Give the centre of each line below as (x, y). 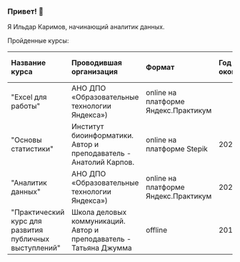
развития (27, 230)
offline (157, 230)
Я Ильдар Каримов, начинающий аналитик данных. (86, 27)
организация (94, 72)
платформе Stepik (177, 149)
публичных (30, 239)
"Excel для (29, 97)
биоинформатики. (102, 136)
